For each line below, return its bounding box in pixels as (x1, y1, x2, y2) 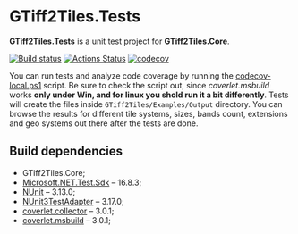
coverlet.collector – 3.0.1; (21, 205, 115, 216)
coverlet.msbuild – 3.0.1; (21, 214, 112, 225)
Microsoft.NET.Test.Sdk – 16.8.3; (21, 177, 142, 188)
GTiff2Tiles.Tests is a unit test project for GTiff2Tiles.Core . (9, 36, 230, 46)
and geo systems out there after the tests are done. (9, 118, 199, 129)
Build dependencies (9, 144, 123, 159)
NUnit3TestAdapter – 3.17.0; (21, 196, 124, 206)
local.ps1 (9, 79, 42, 90)
